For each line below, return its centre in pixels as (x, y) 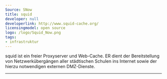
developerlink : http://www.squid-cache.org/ (52, 23)
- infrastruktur (22, 42)
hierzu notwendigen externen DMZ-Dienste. (50, 66)
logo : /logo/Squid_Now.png (33, 33)
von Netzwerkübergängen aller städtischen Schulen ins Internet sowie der (81, 61)
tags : (11, 38)
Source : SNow (19, 10)
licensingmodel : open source (35, 28)
